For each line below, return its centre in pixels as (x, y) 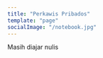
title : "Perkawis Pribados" (49, 14)
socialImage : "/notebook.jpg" (52, 27)
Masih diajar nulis (33, 47)
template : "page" (33, 21)
